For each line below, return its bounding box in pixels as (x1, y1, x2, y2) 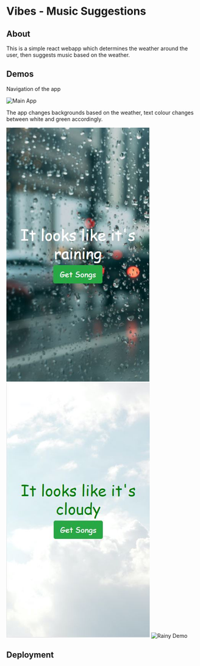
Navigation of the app (6, 85, 61, 92)
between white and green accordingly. (6, 115, 103, 123)
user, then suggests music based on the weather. (6, 51, 130, 59)
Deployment (6, 650, 54, 661)
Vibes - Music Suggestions (6, 4, 146, 18)
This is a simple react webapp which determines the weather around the (6, 45, 188, 52)
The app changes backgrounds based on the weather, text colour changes (6, 109, 194, 116)
